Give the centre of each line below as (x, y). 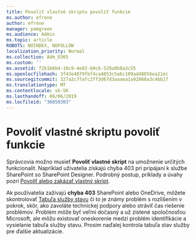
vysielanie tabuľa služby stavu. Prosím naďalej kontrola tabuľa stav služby (98, 225)
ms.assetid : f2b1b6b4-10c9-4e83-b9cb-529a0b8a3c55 (71, 68)
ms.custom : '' (24, 62)
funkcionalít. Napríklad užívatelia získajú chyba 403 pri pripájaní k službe (97, 168)
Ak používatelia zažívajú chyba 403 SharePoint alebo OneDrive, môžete (96, 193)
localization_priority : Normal (46, 51)
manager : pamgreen (29, 29)
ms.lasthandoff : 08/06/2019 (42, 96)
